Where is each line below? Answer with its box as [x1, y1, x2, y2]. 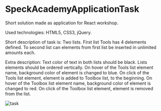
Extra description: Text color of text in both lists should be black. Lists [5, 59, 148, 65]
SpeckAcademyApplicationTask [5, 3, 140, 15]
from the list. [5, 91, 31, 97]
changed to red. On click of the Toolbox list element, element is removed [5, 85, 154, 91]
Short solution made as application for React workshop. [5, 20, 119, 26]
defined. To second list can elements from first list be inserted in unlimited [5, 44, 157, 50]
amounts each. [5, 50, 36, 55]
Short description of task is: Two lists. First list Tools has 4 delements [5, 39, 147, 45]
